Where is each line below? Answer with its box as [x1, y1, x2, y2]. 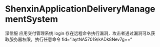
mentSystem [5, 14, 59, 25]
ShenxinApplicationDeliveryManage [5, 3, 156, 15]
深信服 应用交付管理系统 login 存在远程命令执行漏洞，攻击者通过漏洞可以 [5, 30, 151, 36]
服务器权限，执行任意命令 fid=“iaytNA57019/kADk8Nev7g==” [9, 36, 133, 42]
